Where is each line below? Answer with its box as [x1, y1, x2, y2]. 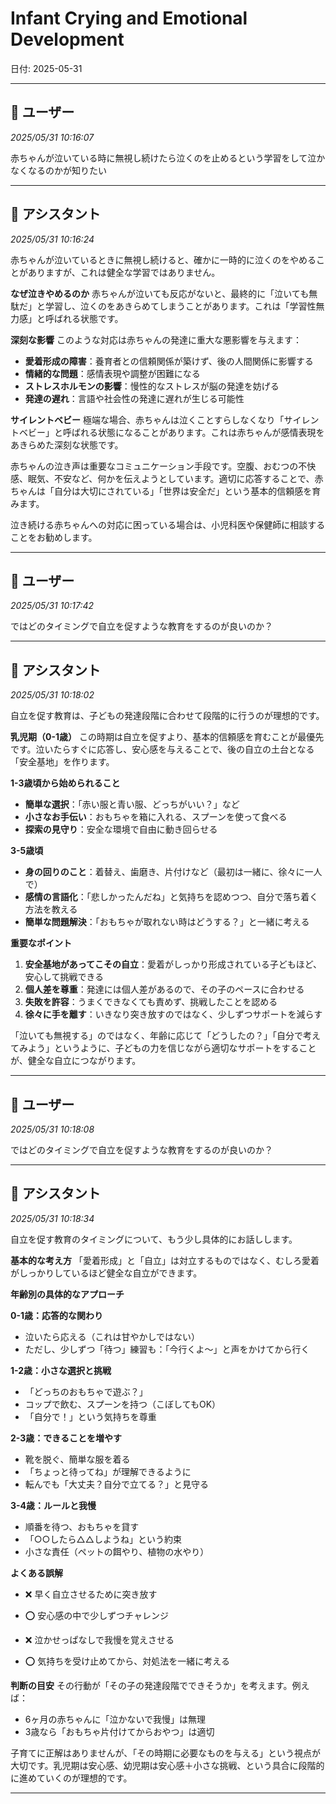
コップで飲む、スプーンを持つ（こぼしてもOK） [24, 1398, 222, 1410]
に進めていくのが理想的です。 [10, 1772, 133, 1784]
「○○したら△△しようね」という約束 [24, 1533, 182, 1545]
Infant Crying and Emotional [10, 7, 248, 30]
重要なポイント [10, 937, 72, 949]
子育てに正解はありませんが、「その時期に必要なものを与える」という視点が [10, 1747, 321, 1759]
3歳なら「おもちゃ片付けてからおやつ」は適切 [24, 1725, 215, 1737]
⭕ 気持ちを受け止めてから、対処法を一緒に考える [24, 1655, 230, 1667]
